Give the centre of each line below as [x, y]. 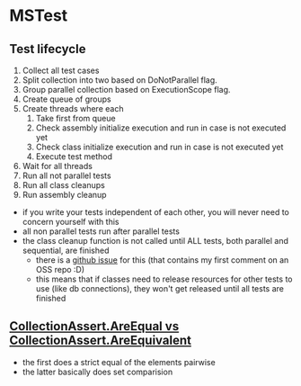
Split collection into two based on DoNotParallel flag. [120, 80]
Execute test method [74, 157]
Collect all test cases [61, 70]
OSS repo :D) [60, 269]
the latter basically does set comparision [97, 372]
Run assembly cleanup [64, 195]
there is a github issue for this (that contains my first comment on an [162, 260]
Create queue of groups [66, 99]
